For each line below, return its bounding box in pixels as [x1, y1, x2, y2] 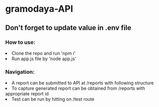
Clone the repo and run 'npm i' [12, 50, 76, 56]
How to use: [5, 39, 36, 46]
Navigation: [5, 68, 35, 75]
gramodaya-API [5, 3, 74, 15]
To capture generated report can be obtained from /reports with [12, 85, 146, 92]
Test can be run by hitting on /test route [12, 96, 95, 102]
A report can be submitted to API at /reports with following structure [12, 80, 154, 86]
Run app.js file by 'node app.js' [12, 56, 76, 62]
